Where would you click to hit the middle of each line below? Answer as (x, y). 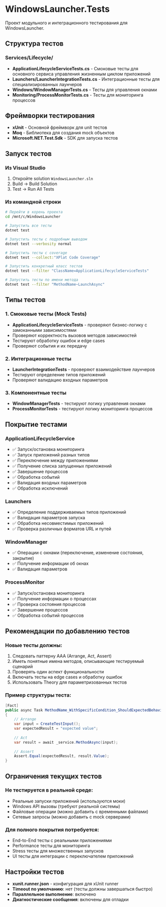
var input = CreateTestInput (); (47, 724)
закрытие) (23, 558)
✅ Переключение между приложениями (55, 460)
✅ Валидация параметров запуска (49, 518)
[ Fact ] (12, 705)
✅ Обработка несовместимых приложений (58, 523)
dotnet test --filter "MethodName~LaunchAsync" (55, 285)
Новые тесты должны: (34, 646)
